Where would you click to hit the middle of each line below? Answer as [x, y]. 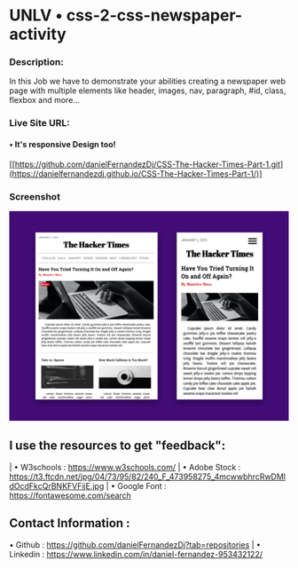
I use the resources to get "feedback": [118, 446]
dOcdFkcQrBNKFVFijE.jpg [57, 485]
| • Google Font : [136, 485]
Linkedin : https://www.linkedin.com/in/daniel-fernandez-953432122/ [136, 554]
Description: [36, 62]
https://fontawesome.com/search [70, 495]
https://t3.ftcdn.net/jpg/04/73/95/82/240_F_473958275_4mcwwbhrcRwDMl [148, 477]
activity [38, 34]
